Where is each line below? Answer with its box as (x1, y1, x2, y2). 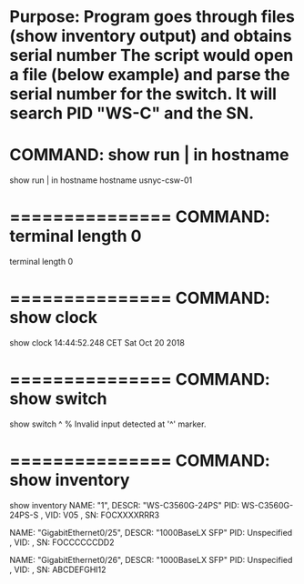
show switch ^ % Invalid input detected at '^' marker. (9, 418, 207, 429)
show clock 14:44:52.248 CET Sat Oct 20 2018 (9, 337, 185, 347)
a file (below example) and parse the (9, 65, 290, 86)
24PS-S (9, 509, 39, 520)
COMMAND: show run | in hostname (9, 145, 289, 166)
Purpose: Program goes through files (9, 6, 296, 27)
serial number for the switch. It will (9, 84, 278, 105)
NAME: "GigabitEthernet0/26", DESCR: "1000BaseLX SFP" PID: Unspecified (9, 554, 293, 565)
